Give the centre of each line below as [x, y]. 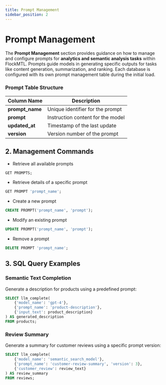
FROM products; [21, 321]
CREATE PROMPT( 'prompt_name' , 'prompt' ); [49, 211]
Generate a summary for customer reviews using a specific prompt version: [83, 345]
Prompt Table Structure [34, 87]
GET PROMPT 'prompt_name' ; [33, 191]
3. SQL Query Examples [43, 264]
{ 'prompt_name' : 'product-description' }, [58, 308]
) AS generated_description [35, 317]
